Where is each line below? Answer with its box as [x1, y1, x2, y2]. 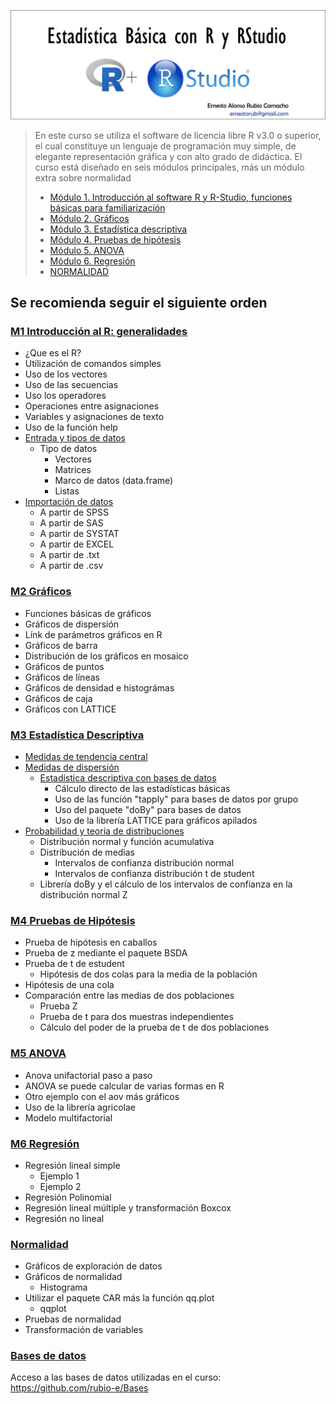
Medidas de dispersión [24, 761, 120, 773]
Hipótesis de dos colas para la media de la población [39, 968, 258, 980]
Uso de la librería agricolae [24, 1101, 136, 1113]
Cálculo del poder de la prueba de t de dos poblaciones [39, 1021, 270, 1034]
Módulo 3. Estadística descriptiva [49, 223, 188, 235]
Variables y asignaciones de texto [24, 411, 165, 423]
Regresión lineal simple [24, 1159, 121, 1171]
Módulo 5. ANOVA [49, 244, 125, 256]
